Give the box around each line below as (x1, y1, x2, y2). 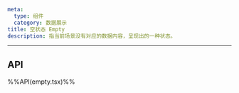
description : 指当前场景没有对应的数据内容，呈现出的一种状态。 (7, 32, 176, 40)
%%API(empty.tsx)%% (7, 77, 76, 86)
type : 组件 (14, 12, 44, 20)
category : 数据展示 (14, 19, 68, 26)
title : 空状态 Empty (7, 26, 65, 33)
